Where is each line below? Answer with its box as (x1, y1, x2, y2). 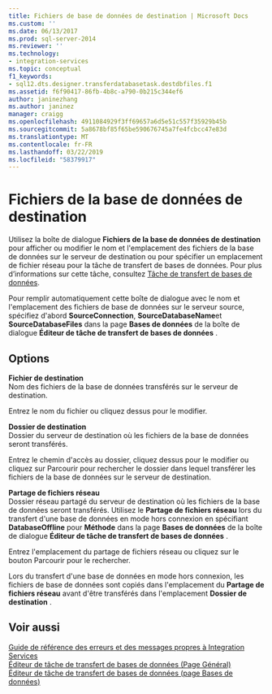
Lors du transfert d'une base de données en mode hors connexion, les (8, 571, 244, 581)
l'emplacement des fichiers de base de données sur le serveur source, (8, 302, 245, 312)
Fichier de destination (8, 373, 84, 383)
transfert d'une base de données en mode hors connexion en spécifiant (8, 514, 249, 523)
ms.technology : (8, 50, 60, 58)
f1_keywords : (8, 72, 53, 80)
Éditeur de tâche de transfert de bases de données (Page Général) (8, 659, 231, 669)
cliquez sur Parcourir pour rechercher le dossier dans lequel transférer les (8, 464, 257, 473)
